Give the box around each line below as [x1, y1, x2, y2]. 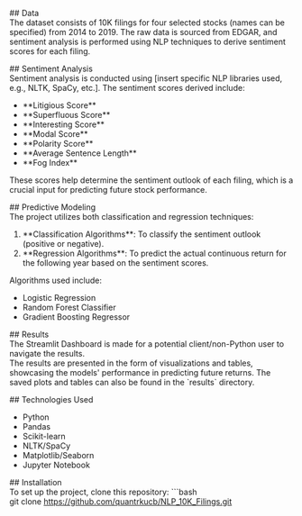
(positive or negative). [22, 239, 105, 249]
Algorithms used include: [9, 275, 102, 285]
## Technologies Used [9, 394, 94, 404]
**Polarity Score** [22, 139, 94, 149]
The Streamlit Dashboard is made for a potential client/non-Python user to [9, 339, 285, 349]
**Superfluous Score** [22, 110, 111, 120]
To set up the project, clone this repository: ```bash [9, 486, 197, 497]
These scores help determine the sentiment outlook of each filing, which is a [9, 175, 294, 186]
